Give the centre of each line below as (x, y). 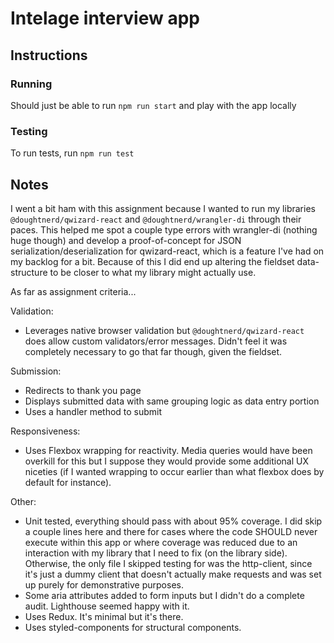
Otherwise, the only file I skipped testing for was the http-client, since (168, 563)
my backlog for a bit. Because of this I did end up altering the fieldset (152, 261)
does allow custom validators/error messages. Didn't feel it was (156, 341)
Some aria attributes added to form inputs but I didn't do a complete (164, 595)
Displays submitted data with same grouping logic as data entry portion (172, 401)
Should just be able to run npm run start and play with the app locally (153, 105)
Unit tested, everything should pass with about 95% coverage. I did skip (173, 521)
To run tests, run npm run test (72, 153)
